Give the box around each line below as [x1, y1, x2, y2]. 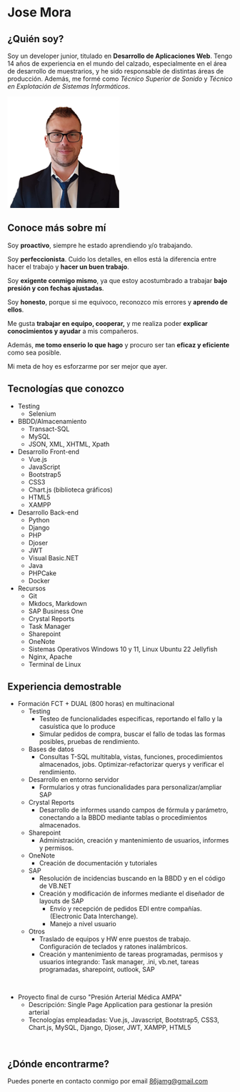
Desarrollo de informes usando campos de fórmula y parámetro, [39, 805, 229, 815]
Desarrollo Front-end [17, 447, 80, 456]
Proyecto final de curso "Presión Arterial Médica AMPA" [17, 993, 182, 1001]
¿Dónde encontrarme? [7, 1058, 109, 1070]
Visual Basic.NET [28, 553, 79, 562]
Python [28, 515, 50, 524]
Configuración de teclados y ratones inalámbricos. [39, 943, 188, 951]
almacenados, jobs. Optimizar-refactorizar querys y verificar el [39, 760, 224, 769]
